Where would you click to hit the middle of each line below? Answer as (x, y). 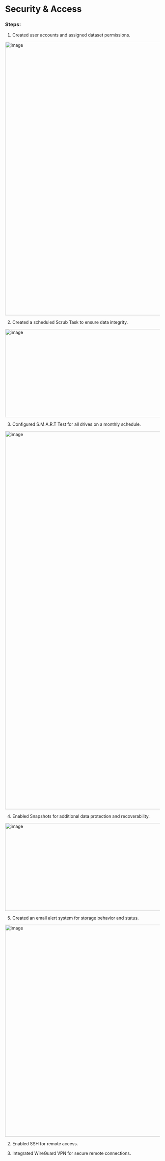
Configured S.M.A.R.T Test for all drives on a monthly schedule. (76, 424)
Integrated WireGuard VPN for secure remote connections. (71, 1153)
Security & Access (43, 9)
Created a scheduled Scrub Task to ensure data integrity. (70, 322)
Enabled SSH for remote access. (45, 1144)
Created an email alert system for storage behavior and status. (75, 918)
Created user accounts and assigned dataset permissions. (71, 35)
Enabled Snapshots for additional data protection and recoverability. (81, 816)
